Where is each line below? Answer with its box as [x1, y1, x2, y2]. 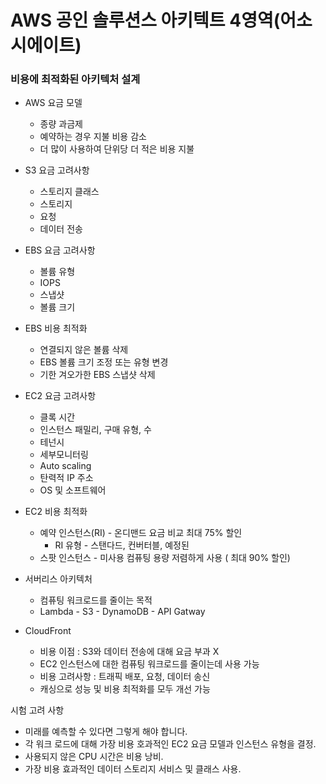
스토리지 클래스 [39, 186, 100, 198]
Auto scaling [39, 460, 92, 472]
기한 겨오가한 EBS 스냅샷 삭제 [39, 369, 156, 381]
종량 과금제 [39, 118, 83, 130]
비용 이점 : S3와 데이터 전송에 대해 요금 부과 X [39, 646, 220, 658]
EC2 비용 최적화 [24, 506, 88, 518]
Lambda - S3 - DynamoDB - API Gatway [39, 606, 206, 618]
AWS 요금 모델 [24, 97, 83, 109]
